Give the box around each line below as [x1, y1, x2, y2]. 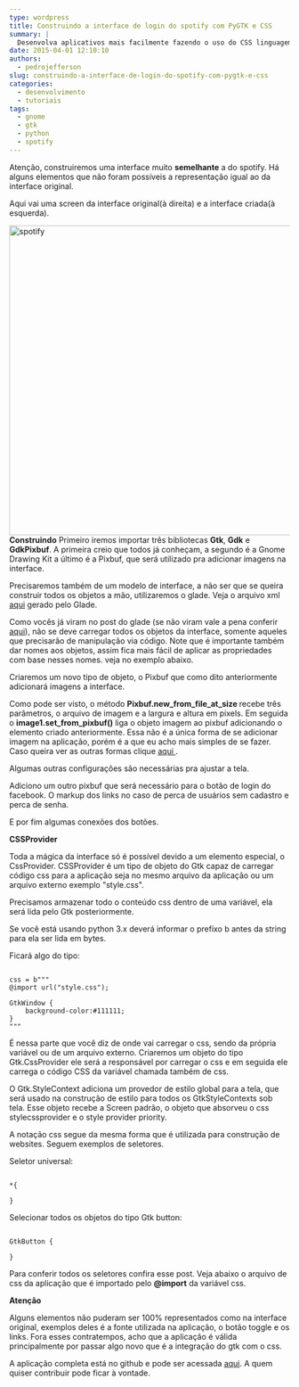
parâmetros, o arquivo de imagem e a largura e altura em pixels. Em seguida [9, 708, 289, 718]
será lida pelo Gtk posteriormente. [9, 906, 134, 916]
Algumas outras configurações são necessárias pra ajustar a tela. [9, 763, 249, 774]
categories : [9, 79, 53, 88]
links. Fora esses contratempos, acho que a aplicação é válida [9, 1331, 238, 1342]
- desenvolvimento [17, 87, 86, 96]
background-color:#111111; [25, 1006, 125, 1015]
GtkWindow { [9, 998, 53, 1007]
